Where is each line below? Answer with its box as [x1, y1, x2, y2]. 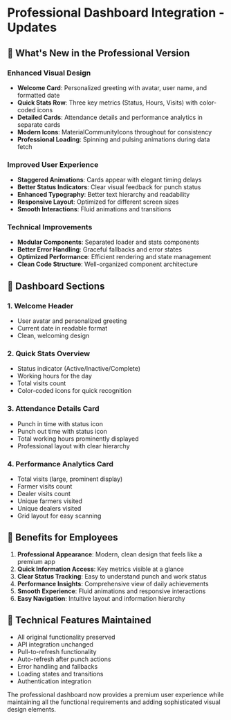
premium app [17, 557, 55, 565]
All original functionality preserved [17, 633, 115, 641]
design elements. [7, 705, 57, 713]
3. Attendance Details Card [7, 404, 100, 414]
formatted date [17, 91, 60, 99]
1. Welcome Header [7, 301, 74, 310]
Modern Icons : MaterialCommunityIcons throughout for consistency [17, 128, 212, 136]
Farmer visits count [17, 482, 73, 491]
